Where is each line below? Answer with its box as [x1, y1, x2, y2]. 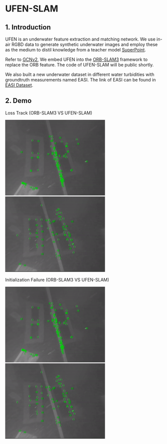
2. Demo [5, 96, 32, 105]
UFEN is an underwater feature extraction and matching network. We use [5, 36, 156, 42]
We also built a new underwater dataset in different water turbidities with [5, 71, 155, 77]
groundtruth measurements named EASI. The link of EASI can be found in [5, 77, 156, 82]
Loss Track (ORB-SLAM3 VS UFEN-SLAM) [5, 109, 93, 115]
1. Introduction [5, 23, 51, 31]
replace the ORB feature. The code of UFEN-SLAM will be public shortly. [5, 62, 154, 67]
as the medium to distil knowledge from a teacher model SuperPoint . [5, 47, 146, 52]
